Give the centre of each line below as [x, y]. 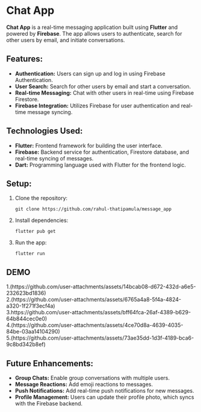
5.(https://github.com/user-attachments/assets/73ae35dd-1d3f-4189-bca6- [100, 338]
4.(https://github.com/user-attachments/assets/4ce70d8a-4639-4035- [95, 325]
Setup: [19, 184]
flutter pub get [35, 232]
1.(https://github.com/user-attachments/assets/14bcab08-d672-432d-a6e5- [101, 287]
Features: [25, 59]
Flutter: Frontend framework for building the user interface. [88, 145]
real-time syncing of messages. [54, 158]
